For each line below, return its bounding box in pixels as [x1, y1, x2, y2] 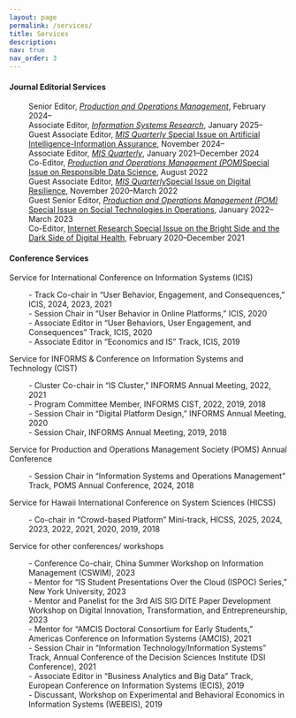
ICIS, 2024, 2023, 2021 [28, 299, 112, 309]
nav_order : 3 [9, 54, 57, 63]
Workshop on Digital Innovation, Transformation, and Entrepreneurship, [28, 605, 288, 615]
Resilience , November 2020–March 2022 [28, 186, 178, 196]
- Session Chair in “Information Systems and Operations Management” [28, 470, 285, 482]
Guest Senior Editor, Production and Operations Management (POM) [28, 195, 278, 206]
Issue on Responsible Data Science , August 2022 [28, 167, 209, 178]
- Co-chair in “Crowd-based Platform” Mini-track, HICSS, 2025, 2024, [28, 515, 283, 525]
